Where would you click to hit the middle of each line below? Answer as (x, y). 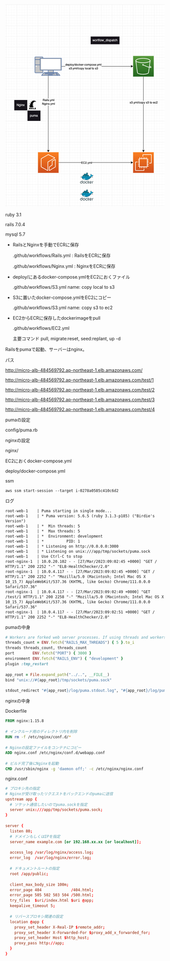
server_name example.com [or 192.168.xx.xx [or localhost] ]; (76, 842)
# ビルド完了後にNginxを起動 (32, 764)
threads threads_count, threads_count (46, 648)
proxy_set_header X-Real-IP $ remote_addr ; (60, 927)
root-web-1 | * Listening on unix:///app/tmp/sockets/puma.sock (78, 551)
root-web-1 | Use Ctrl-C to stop (44, 556)
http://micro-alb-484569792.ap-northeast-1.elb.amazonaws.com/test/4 (80, 409)
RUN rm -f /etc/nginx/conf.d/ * (38, 737)
